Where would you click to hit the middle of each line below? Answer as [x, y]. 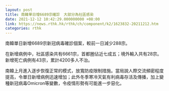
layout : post [19, 10]
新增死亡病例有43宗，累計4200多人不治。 [49, 60]
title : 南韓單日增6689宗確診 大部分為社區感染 [50, 14]
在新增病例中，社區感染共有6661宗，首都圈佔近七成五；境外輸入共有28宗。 [83, 54]
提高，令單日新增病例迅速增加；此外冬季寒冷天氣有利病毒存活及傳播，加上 [82, 77]
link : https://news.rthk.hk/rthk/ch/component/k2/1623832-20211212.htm [82, 24]
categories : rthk [23, 28]
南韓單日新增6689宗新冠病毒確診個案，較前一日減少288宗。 [68, 43]
